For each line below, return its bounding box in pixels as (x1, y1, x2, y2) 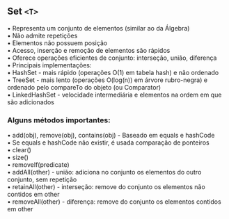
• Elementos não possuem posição (7, 38, 108, 47)
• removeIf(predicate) (7, 161, 70, 169)
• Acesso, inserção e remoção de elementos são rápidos (7, 46, 171, 54)
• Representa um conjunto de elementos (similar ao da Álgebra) (7, 24, 190, 32)
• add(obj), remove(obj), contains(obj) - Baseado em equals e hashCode (7, 131, 215, 140)
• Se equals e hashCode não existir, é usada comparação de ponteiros (7, 138, 210, 147)
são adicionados (7, 97, 54, 106)
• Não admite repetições (7, 31, 78, 40)
